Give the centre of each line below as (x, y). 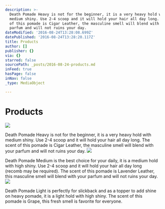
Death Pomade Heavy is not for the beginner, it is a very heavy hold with (78, 135)
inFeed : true (18, 70)
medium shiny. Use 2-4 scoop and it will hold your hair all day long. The (78, 140)
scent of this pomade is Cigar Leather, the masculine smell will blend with (79, 145)
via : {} (13, 55)
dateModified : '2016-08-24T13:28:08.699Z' (49, 33)
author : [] (16, 46)
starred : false (21, 60)
